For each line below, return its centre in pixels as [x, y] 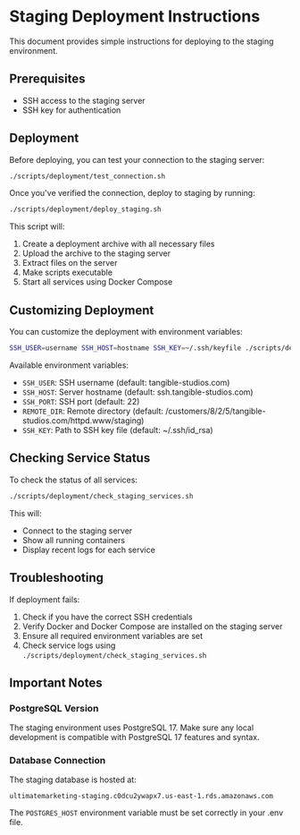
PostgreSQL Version [54, 708]
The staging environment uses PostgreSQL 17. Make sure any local [132, 728]
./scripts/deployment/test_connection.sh [87, 176]
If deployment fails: [45, 599]
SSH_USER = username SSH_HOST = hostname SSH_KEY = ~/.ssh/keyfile [125, 348]
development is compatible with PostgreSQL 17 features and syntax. [135, 737]
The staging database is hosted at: [73, 780]
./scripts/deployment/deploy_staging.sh [86, 209]
